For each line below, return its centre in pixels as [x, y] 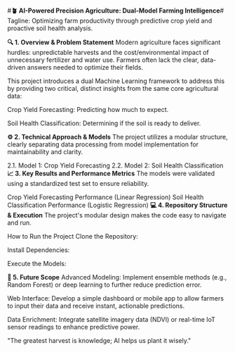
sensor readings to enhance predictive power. [74, 327]
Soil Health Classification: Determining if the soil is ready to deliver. [104, 123]
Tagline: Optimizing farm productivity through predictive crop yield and [110, 21]
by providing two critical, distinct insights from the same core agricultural [113, 88]
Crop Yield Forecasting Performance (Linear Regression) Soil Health [106, 197]
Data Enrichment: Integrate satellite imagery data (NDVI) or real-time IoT [112, 319]
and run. [19, 222]
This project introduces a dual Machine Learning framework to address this [116, 81]
